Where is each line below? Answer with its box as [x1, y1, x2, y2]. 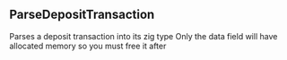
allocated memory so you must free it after [9, 40, 167, 51]
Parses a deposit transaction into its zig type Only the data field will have [9, 30, 278, 41]
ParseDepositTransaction [9, 7, 155, 22]
